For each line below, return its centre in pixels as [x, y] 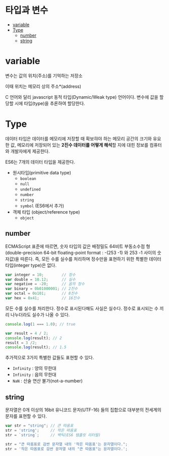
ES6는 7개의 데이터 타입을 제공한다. [40, 162]
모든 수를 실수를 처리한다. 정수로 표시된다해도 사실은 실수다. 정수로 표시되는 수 [82, 308]
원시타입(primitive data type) [42, 172]
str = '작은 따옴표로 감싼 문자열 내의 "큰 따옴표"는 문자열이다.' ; [66, 449]
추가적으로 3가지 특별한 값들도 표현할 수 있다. [50, 358]
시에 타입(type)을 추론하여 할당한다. [50, 103]
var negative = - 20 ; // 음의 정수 [45, 284]
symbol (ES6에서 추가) [42, 206]
